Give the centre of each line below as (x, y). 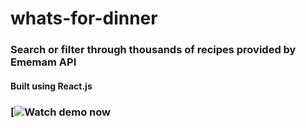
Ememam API (43, 62)
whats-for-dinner (84, 18)
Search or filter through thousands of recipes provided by (153, 50)
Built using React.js (51, 86)
